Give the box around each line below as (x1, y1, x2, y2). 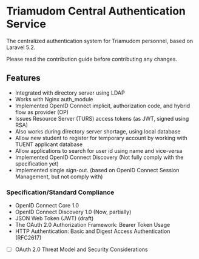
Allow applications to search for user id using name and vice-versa (15, 147, 183, 154)
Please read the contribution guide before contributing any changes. (6, 55, 178, 62)
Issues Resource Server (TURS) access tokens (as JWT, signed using (15, 115, 189, 122)
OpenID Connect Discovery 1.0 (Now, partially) (15, 208, 132, 216)
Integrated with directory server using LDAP (15, 89, 126, 96)
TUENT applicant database (15, 141, 83, 148)
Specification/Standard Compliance (6, 188, 115, 197)
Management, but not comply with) (15, 173, 103, 180)
